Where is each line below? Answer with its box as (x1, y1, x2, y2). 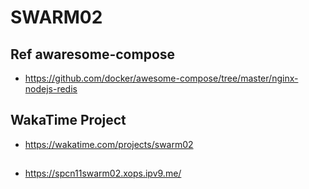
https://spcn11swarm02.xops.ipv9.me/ (24, 167, 182, 180)
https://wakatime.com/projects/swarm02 (24, 138, 194, 150)
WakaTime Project (10, 112, 127, 129)
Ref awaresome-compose (10, 46, 176, 63)
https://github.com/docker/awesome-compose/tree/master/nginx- (24, 72, 299, 84)
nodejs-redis (24, 83, 78, 95)
